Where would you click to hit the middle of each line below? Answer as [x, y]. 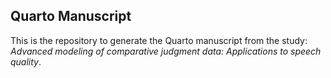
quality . [26, 61]
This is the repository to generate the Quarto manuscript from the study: [159, 40]
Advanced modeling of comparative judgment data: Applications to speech [166, 51]
